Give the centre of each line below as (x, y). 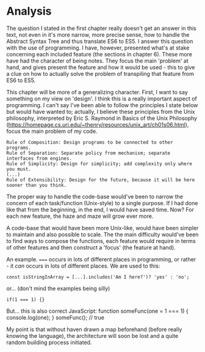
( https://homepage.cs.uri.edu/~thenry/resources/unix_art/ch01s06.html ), (98, 124)
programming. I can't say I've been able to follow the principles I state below (102, 105)
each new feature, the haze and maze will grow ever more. (80, 216)
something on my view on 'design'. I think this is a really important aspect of (102, 99)
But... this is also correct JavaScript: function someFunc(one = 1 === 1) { (97, 311)
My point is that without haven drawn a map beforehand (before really (94, 329)
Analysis (29, 11)
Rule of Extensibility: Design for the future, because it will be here (101, 180)
